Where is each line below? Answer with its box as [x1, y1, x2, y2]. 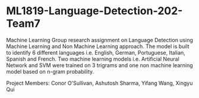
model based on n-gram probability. [6, 68, 94, 75]
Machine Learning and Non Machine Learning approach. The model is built [6, 43, 189, 50]
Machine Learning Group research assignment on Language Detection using [6, 36, 193, 43]
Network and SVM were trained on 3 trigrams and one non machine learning [6, 61, 193, 69]
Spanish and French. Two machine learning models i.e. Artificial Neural [6, 55, 179, 62]
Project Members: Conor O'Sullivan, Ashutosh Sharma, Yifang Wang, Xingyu [6, 79, 193, 87]
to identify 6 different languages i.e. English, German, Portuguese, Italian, [6, 49, 185, 56]
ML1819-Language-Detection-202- [6, 4, 183, 18]
